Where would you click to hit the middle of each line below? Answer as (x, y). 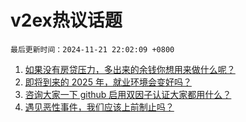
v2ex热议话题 (66, 20)
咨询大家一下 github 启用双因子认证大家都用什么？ (128, 94)
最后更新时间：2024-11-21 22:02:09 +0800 (92, 49)
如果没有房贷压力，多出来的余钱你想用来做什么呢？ (130, 69)
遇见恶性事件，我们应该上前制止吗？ (99, 107)
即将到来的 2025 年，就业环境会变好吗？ (108, 82)
